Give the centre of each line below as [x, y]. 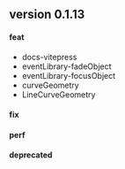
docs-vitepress [49, 57]
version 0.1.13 [47, 15]
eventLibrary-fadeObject [66, 66]
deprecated [31, 155]
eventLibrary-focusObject [69, 75]
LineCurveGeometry [59, 94]
